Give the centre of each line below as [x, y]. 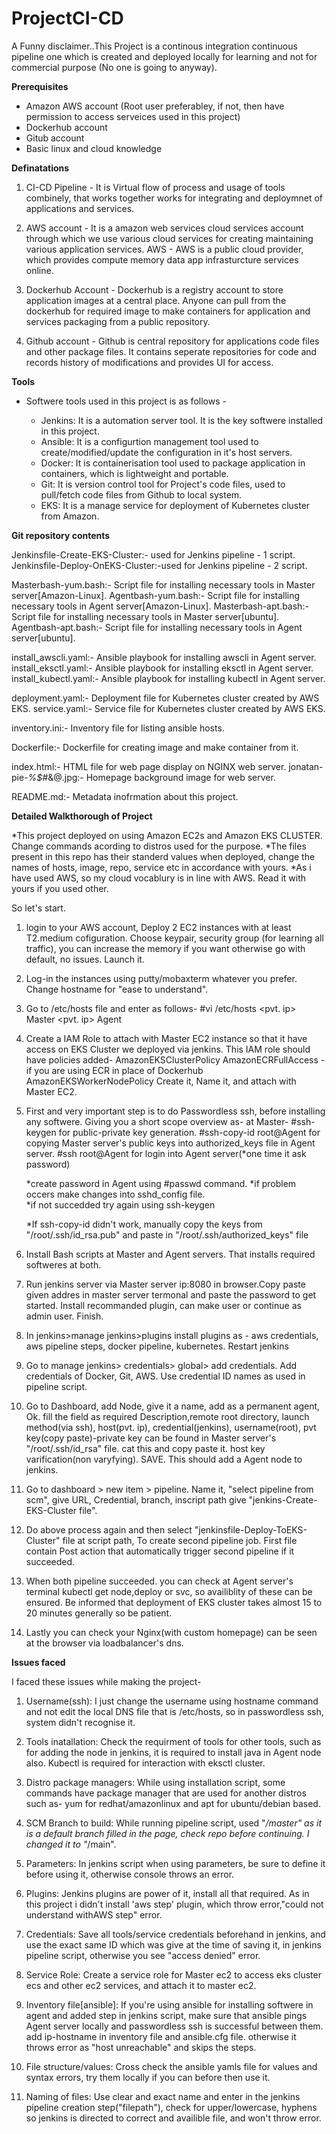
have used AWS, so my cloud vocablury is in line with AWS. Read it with [159, 878]
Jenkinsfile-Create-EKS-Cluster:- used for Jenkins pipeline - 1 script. [153, 554]
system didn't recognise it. [80, 1722]
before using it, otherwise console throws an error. [130, 1874]
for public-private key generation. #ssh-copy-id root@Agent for [189, 1132]
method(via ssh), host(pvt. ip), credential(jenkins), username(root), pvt [171, 1427]
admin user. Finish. [64, 1316]
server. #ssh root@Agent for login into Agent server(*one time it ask [166, 1153]
